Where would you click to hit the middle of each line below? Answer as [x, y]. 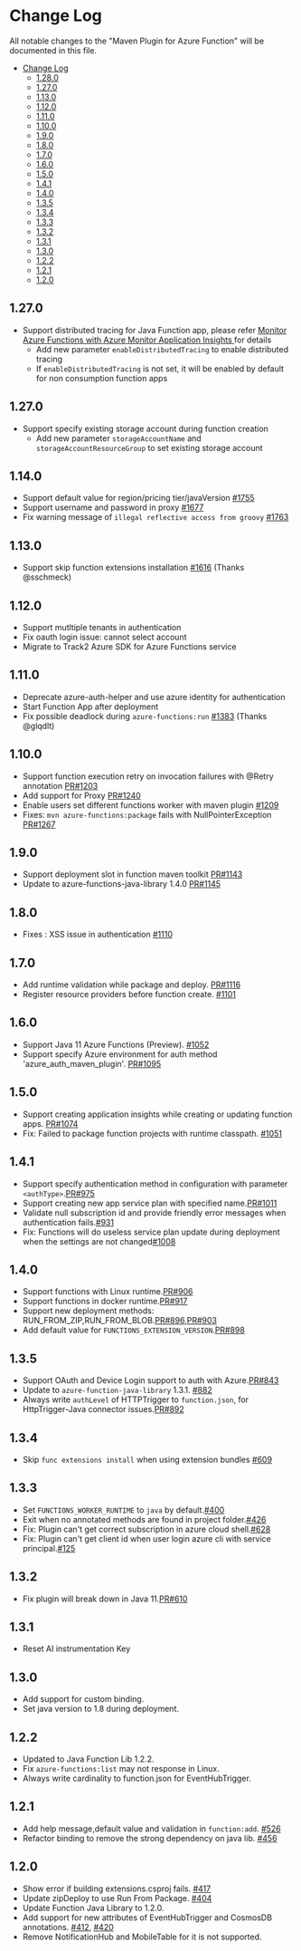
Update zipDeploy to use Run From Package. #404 [117, 1898]
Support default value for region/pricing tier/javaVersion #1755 [138, 498]
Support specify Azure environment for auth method [120, 1054]
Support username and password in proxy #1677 [113, 507]
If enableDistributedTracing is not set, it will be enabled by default [160, 369]
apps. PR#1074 [50, 1123]
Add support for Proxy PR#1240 [82, 795]
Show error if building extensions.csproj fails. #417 [117, 1889]
